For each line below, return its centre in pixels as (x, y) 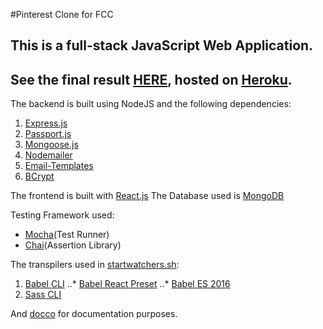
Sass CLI (43, 295)
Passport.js (48, 134)
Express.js (46, 123)
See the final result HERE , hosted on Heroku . (151, 79)
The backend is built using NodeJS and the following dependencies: (151, 104)
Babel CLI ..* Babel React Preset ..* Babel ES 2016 (127, 284)
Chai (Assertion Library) (73, 245)
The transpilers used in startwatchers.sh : (95, 265)
